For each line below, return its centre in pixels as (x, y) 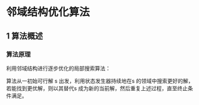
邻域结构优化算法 (48, 12)
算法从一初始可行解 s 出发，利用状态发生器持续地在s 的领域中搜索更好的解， (100, 81)
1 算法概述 (25, 36)
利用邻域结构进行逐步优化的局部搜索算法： (58, 68)
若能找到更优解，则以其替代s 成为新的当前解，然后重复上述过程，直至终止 (97, 88)
